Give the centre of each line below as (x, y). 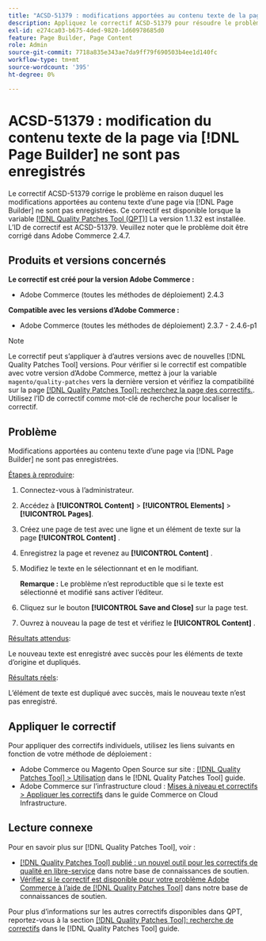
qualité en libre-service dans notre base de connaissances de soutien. (134, 870)
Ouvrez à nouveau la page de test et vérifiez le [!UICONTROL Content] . (137, 623)
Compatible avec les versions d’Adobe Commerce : (94, 310)
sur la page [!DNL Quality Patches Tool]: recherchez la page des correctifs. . (131, 390)
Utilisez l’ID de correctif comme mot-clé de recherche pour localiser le (123, 398)
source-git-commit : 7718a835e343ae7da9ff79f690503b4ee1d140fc (113, 52)
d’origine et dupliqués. (45, 663)
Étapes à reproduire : (42, 475)
